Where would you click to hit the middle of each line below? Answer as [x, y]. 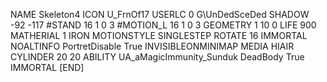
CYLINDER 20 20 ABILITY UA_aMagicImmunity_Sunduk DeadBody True [157, 57]
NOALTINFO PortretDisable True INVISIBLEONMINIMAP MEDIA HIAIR [152, 46]
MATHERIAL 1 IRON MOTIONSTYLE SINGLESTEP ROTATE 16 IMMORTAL [159, 35]
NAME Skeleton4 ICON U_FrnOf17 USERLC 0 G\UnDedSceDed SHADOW [160, 14]
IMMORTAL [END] [47, 67]
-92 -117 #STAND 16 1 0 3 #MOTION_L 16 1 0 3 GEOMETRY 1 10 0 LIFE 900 [163, 25]
